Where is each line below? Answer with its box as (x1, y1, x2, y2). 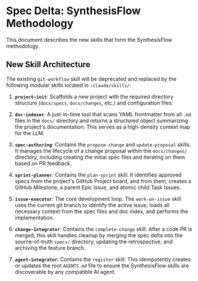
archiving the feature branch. (14, 244, 86, 251)
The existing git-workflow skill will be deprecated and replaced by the (6, 75, 177, 82)
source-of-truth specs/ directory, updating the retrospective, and (14, 238, 173, 245)
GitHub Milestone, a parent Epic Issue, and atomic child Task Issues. (14, 184, 181, 191)
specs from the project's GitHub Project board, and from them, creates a (14, 177, 191, 184)
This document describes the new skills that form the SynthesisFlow (6, 36, 173, 43)
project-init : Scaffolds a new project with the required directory (14, 93, 174, 100)
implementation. (14, 214, 54, 221)
